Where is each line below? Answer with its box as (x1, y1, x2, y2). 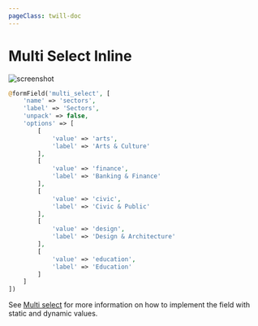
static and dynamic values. (8, 309, 98, 319)
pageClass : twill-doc (8, 11, 82, 20)
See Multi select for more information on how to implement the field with (8, 300, 250, 310)
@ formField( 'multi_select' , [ (8, 89, 111, 97)
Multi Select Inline (8, 46, 132, 65)
